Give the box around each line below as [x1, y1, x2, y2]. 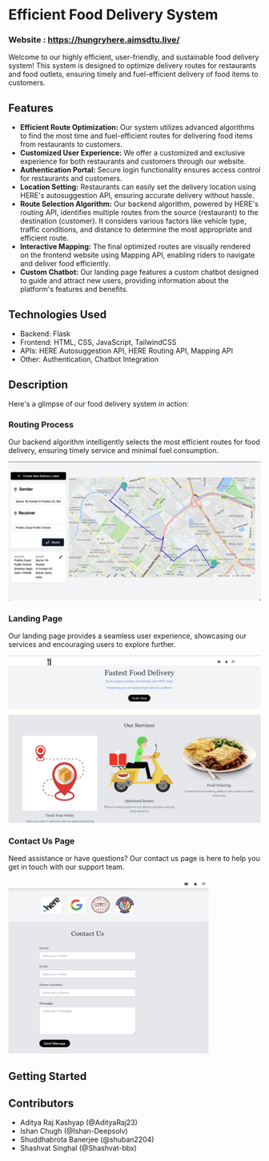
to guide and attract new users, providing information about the [19, 276, 230, 285]
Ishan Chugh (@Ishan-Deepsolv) [19, 1127, 128, 1136]
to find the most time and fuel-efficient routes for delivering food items [19, 131, 254, 141]
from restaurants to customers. [19, 140, 122, 149]
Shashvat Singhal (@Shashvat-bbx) [19, 1143, 138, 1153]
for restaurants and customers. [19, 174, 122, 184]
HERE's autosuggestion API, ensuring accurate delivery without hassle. [19, 191, 255, 200]
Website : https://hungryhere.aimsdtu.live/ [8, 34, 180, 46]
